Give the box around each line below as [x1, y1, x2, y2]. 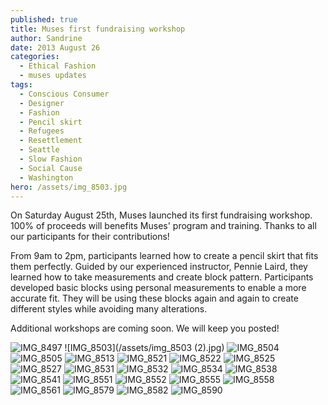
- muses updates [19, 71, 87, 81]
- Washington [19, 172, 74, 183]
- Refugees [19, 126, 65, 136]
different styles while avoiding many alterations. [10, 303, 208, 315]
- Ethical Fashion [19, 61, 97, 71]
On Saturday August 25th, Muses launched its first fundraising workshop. [10, 209, 313, 221]
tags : [10, 80, 33, 90]
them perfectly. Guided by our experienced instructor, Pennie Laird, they [10, 261, 308, 273]
